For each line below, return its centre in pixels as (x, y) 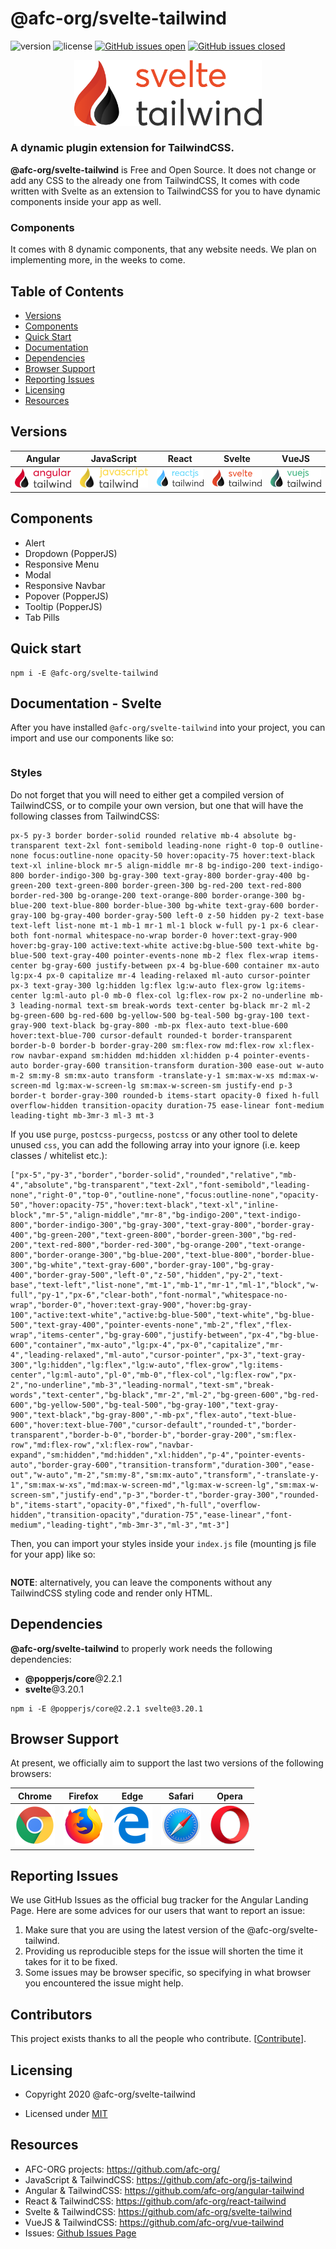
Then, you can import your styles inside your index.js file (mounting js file (163, 1543)
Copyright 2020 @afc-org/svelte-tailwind (110, 2094)
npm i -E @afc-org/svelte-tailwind (84, 673)
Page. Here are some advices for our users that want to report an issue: (158, 1911)
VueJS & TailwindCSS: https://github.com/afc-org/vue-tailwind (154, 2222)
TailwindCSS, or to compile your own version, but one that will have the (157, 805)
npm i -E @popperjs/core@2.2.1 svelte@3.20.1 (106, 1708)
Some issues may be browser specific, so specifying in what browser (168, 1973)
